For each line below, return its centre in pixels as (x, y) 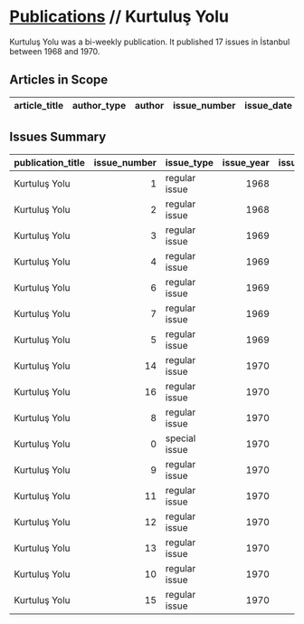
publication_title (50, 162)
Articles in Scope (59, 80)
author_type (99, 105)
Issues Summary (58, 137)
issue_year (246, 162)
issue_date (268, 105)
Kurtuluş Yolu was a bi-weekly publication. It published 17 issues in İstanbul (150, 42)
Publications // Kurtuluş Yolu (119, 17)
